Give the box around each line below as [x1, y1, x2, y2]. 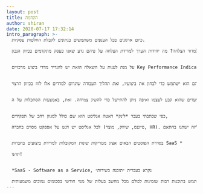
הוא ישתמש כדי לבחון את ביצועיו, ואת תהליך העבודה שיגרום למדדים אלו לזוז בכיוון [24, 80, 190, 87]
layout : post [6, 8, 39, 15]
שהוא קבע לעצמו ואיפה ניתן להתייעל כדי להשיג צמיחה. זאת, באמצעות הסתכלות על [17, 96, 185, 103]
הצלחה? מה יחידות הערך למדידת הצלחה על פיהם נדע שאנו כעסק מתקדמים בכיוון [23, 48, 185, 55]
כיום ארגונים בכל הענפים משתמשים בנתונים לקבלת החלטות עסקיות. [11, 37, 146, 43]
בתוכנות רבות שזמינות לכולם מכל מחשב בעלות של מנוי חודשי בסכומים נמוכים [33, 178, 186, 184]
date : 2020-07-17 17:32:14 [6, 25, 74, 32]
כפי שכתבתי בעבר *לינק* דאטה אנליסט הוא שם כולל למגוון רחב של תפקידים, [11, 113, 169, 119]
